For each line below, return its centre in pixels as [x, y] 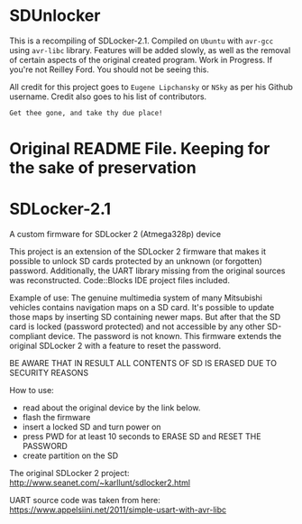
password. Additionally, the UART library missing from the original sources [147, 271]
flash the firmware [56, 418]
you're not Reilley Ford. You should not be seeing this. [110, 69]
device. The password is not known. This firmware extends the [165, 336]
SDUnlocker [55, 16]
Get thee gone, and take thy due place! [87, 113]
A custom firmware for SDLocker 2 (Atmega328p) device [115, 234]
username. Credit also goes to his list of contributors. [108, 97]
